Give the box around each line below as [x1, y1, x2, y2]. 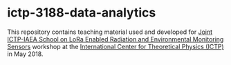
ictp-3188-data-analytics [7, 5, 156, 21]
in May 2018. [7, 50, 44, 58]
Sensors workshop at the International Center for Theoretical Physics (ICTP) [7, 42, 224, 50]
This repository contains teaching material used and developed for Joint [7, 28, 213, 36]
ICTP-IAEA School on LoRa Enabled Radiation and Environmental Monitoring [7, 35, 224, 43]
